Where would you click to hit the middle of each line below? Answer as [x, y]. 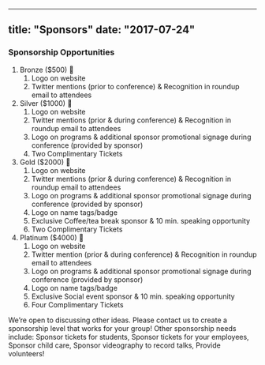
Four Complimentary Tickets [77, 304]
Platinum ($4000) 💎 [52, 237]
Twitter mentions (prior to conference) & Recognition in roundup [135, 86]
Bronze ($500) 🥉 [47, 70]
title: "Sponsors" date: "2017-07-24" [102, 30]
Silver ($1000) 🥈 [46, 103]
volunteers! [26, 353]
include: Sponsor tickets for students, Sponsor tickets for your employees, [129, 337]
